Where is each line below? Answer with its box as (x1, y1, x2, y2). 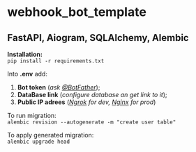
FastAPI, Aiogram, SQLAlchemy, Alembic (7, 32, 190, 44)
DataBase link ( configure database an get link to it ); (17, 91, 167, 99)
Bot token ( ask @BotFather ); (17, 83, 100, 91)
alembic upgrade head (7, 138, 70, 145)
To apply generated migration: (7, 131, 94, 139)
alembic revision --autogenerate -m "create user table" (7, 119, 176, 126)
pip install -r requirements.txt (7, 58, 105, 65)
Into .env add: (7, 70, 47, 78)
